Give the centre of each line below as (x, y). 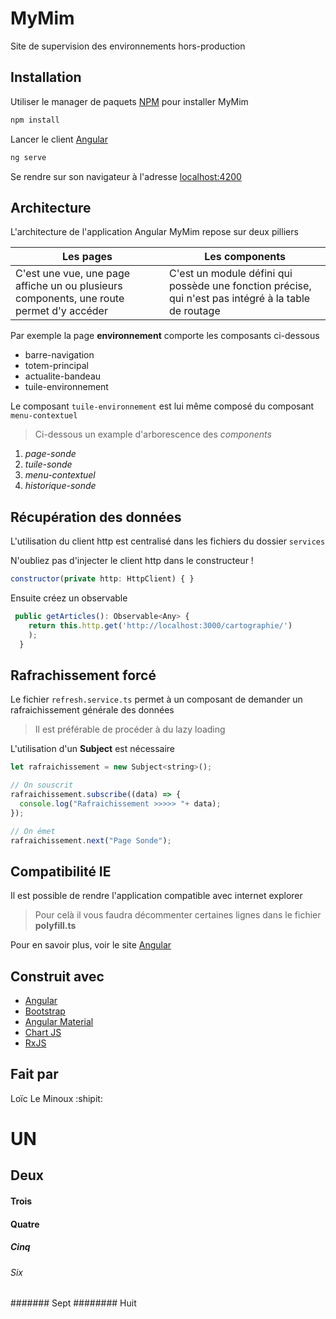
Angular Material (59, 1022)
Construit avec (57, 976)
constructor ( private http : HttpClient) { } (102, 579)
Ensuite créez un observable (69, 598)
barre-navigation (59, 355)
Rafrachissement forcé (83, 675)
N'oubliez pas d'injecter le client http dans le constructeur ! (132, 561)
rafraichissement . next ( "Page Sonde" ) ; (91, 840)
